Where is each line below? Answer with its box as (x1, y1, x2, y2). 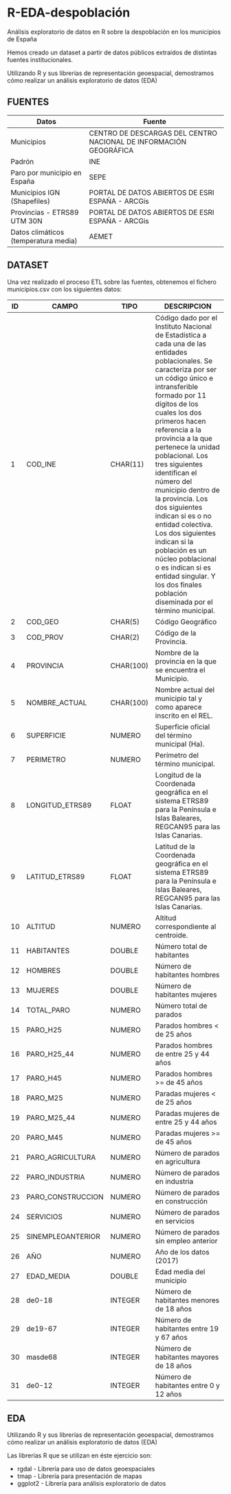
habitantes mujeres (155, 990, 217, 999)
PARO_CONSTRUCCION (26, 1192, 104, 1201)
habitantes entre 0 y (155, 1380, 220, 1390)
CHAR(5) (110, 616, 140, 626)
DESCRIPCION (164, 301, 212, 311)
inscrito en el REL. (155, 711, 213, 720)
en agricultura (155, 1156, 201, 1166)
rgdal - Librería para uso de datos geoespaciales (16, 1465, 155, 1473)
